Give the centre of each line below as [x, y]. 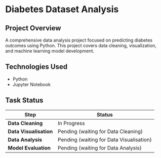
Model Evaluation [29, 148]
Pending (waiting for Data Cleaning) [100, 131]
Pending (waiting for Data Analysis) [99, 148]
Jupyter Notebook [31, 84]
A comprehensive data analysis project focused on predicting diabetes [79, 40]
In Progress [71, 123]
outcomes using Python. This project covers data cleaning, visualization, [81, 46]
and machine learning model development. [50, 51]
